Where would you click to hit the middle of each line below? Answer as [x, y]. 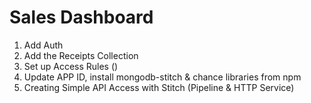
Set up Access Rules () [71, 66]
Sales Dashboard [81, 17]
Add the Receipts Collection [81, 55]
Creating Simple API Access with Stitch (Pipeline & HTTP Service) [159, 87]
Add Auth [43, 45]
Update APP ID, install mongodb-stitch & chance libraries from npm [162, 77]
